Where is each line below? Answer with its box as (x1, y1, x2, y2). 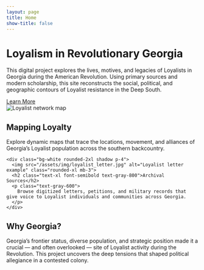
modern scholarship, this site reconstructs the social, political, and (6, 80, 173, 87)
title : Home (6, 15, 37, 21)
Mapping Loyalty (6, 122, 72, 132)
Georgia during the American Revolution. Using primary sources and (6, 73, 178, 80)
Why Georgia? (6, 221, 62, 232)
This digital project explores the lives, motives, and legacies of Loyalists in (6, 66, 192, 74)
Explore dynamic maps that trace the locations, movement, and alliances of (6, 138, 195, 146)
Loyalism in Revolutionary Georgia (6, 46, 183, 60)
